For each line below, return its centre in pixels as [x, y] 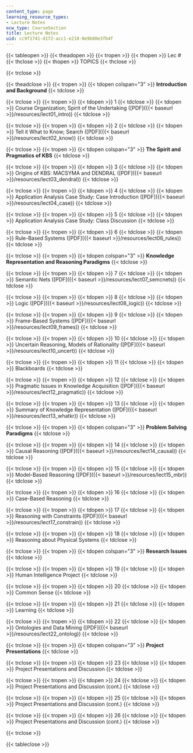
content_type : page [30, 11]
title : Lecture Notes [32, 33]
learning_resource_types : [37, 17]
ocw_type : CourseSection [36, 28]
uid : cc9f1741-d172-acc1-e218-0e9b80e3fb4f [60, 39]
